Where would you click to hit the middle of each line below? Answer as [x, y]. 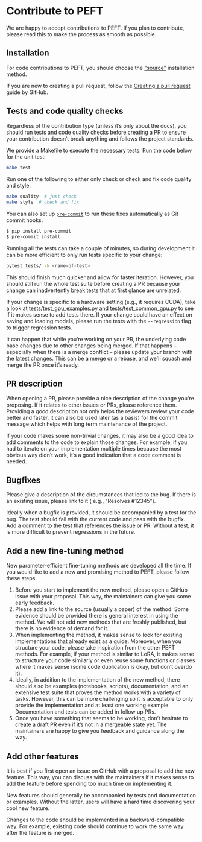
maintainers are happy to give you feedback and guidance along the [100, 731]
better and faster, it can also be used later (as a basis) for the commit [92, 417]
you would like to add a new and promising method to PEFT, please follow [98, 572]
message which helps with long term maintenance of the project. [87, 424]
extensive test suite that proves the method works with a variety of [98, 692]
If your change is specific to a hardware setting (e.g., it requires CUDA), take [101, 302]
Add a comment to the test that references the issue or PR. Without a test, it [100, 525]
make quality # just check [42, 197]
